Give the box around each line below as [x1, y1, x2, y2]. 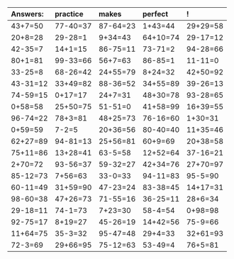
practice [55, 9, 84, 18]
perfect [143, 9, 169, 18]
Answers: [11, 9, 44, 18]
